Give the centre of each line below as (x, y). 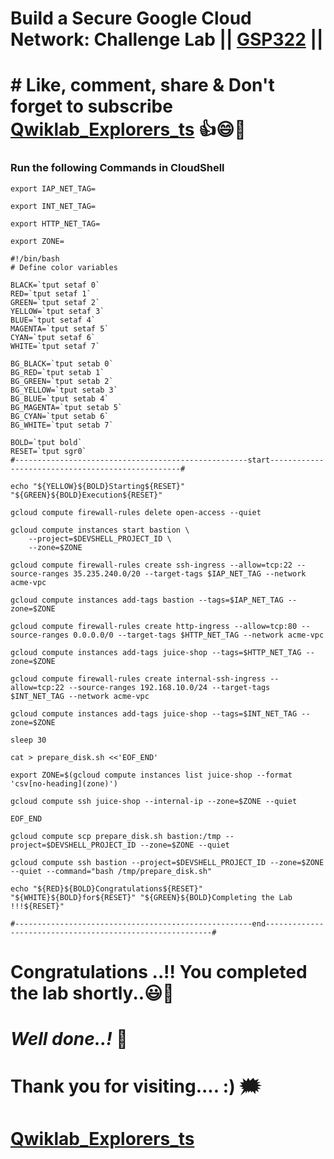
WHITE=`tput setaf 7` (55, 346)
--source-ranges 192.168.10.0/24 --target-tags (169, 687)
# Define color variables (64, 267)
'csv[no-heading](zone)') (64, 783)
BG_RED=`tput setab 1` (57, 372)
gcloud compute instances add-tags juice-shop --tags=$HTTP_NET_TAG (156, 652)
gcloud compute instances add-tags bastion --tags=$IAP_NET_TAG (147, 600)
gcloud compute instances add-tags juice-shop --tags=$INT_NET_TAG (154, 713)
